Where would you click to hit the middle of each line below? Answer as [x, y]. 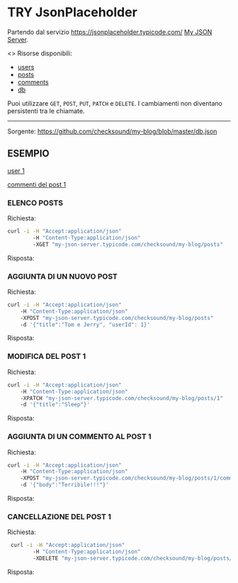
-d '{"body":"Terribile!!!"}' [65, 485]
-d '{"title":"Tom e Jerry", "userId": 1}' [85, 324]
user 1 [16, 170]
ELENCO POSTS [35, 203]
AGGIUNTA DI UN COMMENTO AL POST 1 [79, 437]
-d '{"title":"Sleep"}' [55, 405]
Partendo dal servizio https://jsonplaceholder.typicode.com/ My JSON [110, 32]
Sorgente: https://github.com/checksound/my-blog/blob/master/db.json [112, 131]
